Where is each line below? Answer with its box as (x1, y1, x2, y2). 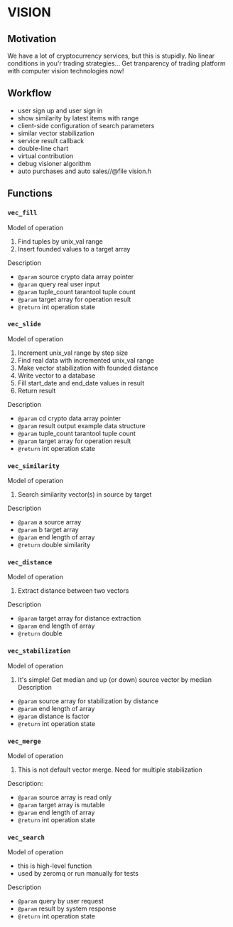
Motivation (7, 33, 57, 45)
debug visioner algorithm (17, 159, 92, 167)
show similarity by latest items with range (17, 113, 139, 122)
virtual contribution (17, 151, 74, 160)
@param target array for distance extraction (17, 614, 141, 623)
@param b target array (17, 525, 80, 534)
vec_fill (7, 209, 38, 217)
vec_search (7, 833, 45, 841)
